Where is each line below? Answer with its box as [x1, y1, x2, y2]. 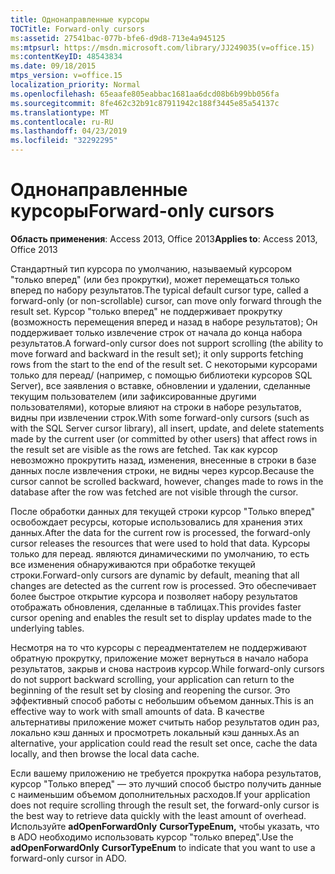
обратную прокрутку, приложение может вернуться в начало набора [10, 652, 309, 664]
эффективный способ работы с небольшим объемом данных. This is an [10, 694, 315, 706]
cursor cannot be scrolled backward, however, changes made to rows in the [10, 475, 324, 487]
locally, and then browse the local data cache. [10, 747, 200, 760]
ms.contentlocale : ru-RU [10, 117, 114, 127]
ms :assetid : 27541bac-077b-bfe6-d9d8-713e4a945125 [10, 33, 226, 43]
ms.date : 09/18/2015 [10, 61, 97, 71]
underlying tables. [10, 622, 85, 634]
